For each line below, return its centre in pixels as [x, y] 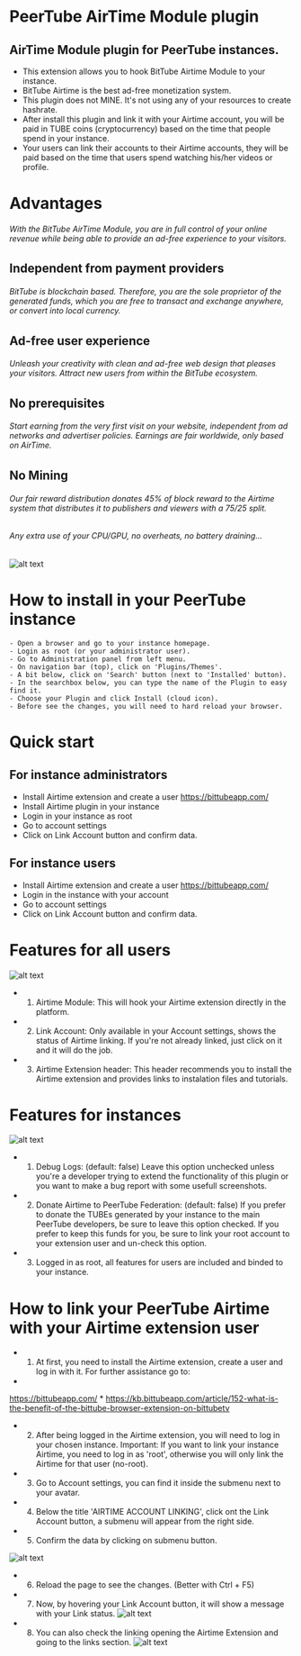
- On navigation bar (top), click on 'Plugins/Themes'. [116, 667]
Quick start [52, 742]
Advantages [56, 204]
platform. [53, 1011]
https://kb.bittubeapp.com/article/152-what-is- [192, 1398]
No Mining [39, 475]
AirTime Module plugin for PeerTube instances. [144, 50]
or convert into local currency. [65, 310]
